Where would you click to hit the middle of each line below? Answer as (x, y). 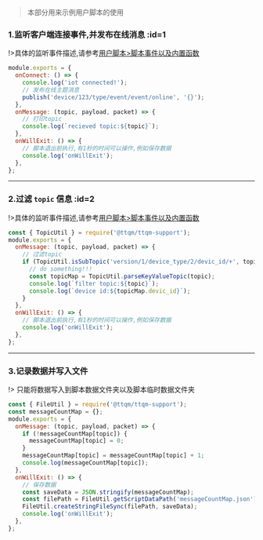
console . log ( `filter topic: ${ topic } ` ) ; (94, 283)
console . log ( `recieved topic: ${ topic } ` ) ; (90, 126)
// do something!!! (60, 269)
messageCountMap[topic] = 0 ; (76, 441)
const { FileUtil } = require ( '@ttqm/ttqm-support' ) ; (98, 405)
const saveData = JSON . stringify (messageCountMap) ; (108, 492)
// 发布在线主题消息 (51, 89)
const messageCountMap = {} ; (56, 411)
